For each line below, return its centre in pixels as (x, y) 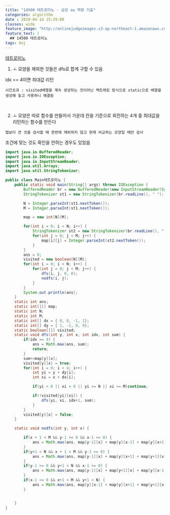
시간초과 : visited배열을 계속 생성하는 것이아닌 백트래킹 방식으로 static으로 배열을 (83, 90)
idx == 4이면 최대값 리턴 (30, 80)
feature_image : (21, 29)
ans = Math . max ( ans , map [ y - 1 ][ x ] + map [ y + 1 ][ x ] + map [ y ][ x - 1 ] (99, 471)
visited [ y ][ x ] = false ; (48, 415)
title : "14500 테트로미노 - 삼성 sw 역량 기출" (51, 10)
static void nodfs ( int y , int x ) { (52, 428)
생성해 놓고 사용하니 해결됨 (30, 95)
